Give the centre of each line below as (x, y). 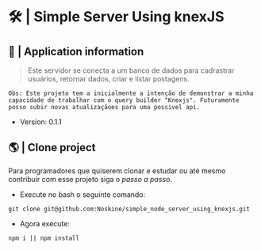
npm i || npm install (44, 238)
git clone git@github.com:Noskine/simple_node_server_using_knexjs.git (129, 209)
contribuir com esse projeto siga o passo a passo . (90, 179)
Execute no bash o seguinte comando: (83, 194)
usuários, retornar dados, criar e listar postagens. (108, 79)
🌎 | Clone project (52, 148)
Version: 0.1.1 (40, 122)
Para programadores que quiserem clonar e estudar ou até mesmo (117, 170)
